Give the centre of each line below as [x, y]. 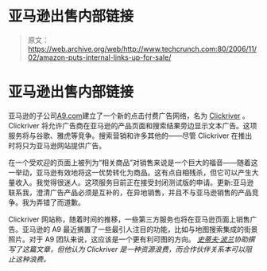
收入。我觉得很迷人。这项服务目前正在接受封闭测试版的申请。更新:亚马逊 [134, 182]
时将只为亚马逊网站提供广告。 [57, 145]
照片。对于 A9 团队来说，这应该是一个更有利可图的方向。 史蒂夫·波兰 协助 [128, 239]
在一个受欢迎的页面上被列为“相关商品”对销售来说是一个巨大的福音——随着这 [133, 162]
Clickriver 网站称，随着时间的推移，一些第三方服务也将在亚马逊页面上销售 [129, 219]
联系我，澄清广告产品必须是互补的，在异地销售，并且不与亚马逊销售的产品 [130, 192]
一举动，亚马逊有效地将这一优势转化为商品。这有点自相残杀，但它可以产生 [130, 172]
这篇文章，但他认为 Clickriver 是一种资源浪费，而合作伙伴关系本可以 [133, 249]
